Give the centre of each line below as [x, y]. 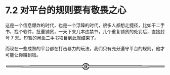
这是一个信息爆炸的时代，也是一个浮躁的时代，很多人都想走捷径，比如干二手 [85, 25]
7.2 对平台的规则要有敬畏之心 [66, 10]
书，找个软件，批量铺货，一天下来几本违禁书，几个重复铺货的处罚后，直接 [83, 31]
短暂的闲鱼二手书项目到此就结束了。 [61, 38]
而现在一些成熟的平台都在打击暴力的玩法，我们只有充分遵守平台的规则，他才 [85, 48]
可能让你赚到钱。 [23, 55]
